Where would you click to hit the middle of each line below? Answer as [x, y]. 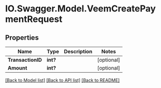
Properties [22, 38]
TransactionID [25, 60]
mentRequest [34, 19]
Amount [17, 68]
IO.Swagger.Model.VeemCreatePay [80, 9]
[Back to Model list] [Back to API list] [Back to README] [62, 80]
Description [78, 51]
